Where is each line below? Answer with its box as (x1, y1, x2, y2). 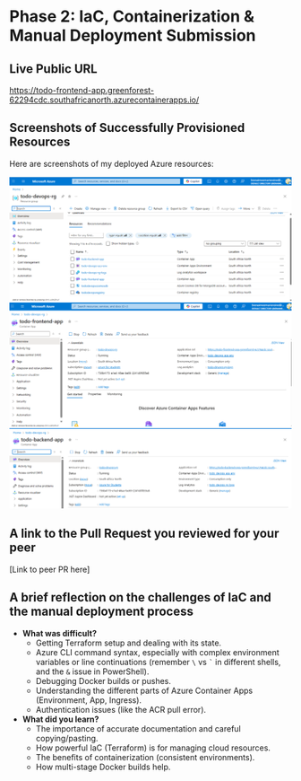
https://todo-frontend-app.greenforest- (9, 85, 155, 95)
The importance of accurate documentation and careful (35, 723, 242, 733)
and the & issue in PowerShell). (35, 666, 150, 677)
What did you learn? (21, 714, 99, 724)
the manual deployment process (9, 604, 194, 619)
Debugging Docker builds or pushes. (35, 675, 172, 686)
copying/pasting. (35, 733, 99, 743)
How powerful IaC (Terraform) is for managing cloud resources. (35, 742, 271, 753)
